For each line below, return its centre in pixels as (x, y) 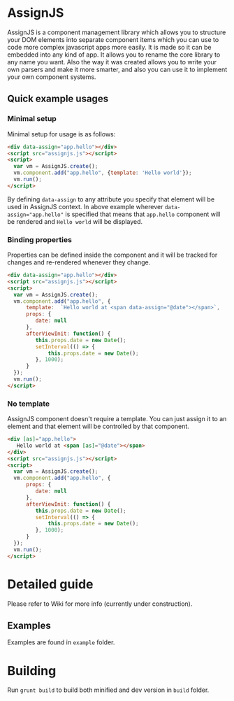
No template (29, 404)
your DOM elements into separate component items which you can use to (113, 39)
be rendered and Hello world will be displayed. (75, 221)
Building (32, 671)
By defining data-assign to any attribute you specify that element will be (111, 199)
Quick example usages (58, 99)
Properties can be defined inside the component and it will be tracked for (112, 255)
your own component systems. (52, 77)
